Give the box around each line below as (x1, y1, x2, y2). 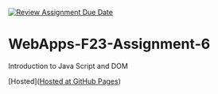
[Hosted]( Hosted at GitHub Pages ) (8, 76, 122, 86)
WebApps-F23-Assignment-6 (8, 36, 211, 53)
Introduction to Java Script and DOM (8, 61, 129, 70)
